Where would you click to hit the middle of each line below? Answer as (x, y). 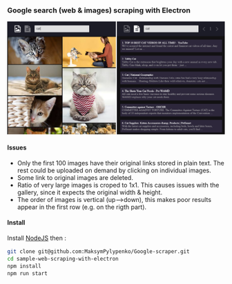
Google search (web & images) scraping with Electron (99, 10)
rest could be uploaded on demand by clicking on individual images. (114, 170)
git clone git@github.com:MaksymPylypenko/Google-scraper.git (98, 252)
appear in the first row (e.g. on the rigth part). (82, 207)
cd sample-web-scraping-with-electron (63, 258)
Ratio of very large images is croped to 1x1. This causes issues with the (118, 185)
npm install (24, 266)
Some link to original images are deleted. (75, 177)
